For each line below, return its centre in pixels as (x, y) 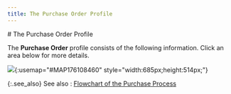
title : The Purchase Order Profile (60, 14)
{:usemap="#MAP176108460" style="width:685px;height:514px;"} (111, 70)
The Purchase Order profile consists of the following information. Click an (116, 47)
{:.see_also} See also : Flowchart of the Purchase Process (92, 83)
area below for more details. (49, 55)
